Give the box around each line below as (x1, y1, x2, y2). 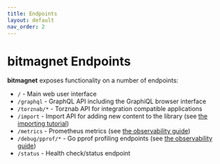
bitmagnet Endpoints (7, 53, 131, 69)
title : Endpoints (7, 10, 58, 17)
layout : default (7, 17, 54, 24)
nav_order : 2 (7, 23, 45, 30)
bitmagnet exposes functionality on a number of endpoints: (7, 76, 179, 84)
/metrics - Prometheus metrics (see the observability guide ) (17, 127, 191, 135)
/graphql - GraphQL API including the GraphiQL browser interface (17, 97, 207, 105)
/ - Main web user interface (17, 90, 97, 98)
